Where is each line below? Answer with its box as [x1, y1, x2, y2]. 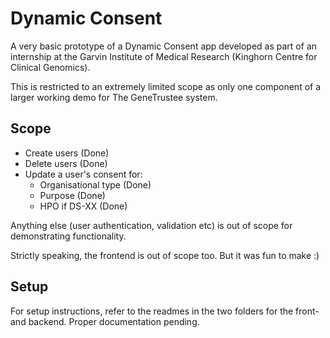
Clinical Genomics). [10, 61, 91, 73]
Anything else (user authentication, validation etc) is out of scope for [10, 219, 293, 231]
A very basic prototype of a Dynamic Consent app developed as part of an [10, 40, 318, 52]
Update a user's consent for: [24, 168, 143, 180]
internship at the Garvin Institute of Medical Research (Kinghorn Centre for [10, 50, 318, 62]
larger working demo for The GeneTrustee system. [10, 91, 218, 103]
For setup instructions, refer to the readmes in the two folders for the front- [10, 305, 320, 317]
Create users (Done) [24, 147, 110, 159]
